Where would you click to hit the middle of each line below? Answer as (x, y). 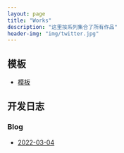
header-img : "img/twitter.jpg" (53, 33)
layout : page (26, 14)
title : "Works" (30, 20)
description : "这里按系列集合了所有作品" (63, 27)
